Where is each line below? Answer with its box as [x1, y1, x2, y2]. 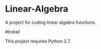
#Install [5, 29, 20, 34]
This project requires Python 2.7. [5, 38, 71, 44]
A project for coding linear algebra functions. [5, 19, 97, 25]
